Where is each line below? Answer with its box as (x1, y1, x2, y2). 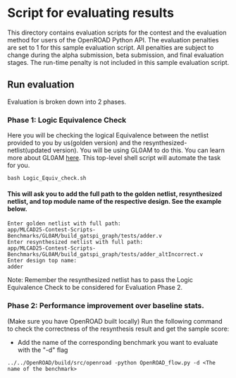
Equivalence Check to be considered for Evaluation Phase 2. (7, 283, 183, 292)
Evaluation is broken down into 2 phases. (7, 97, 127, 106)
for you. (7, 161, 30, 170)
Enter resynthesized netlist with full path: (7, 238, 143, 246)
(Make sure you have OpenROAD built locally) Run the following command (7, 317, 223, 325)
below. (7, 205, 27, 213)
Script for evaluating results (7, 5, 175, 21)
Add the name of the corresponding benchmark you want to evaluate (17, 338, 218, 346)
